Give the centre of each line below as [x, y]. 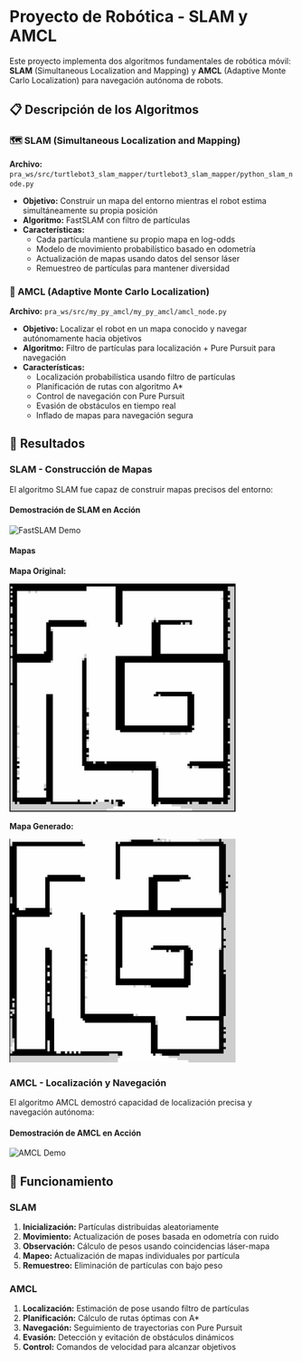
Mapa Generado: [42, 827]
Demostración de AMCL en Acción [75, 1133]
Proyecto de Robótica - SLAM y [129, 17]
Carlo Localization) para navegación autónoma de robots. [117, 80]
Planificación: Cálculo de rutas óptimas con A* [111, 1318]
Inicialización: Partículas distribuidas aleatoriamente [121, 1227]
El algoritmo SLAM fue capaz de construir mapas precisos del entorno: [142, 489]
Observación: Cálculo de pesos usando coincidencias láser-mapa [146, 1246]
